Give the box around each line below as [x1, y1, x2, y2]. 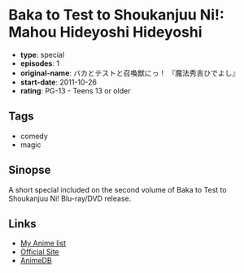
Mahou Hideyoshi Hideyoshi [8, 23, 203, 41]
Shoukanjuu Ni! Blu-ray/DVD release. [8, 193, 132, 203]
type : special [20, 50, 65, 59]
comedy [20, 131, 49, 141]
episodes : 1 [20, 58, 59, 68]
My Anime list [20, 238, 67, 249]
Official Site [20, 247, 59, 257]
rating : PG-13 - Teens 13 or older [20, 85, 131, 95]
